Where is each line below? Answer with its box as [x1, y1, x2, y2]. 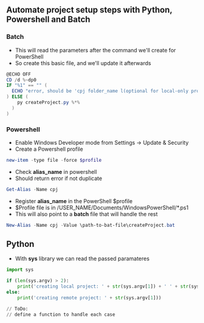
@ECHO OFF [6, 71, 32, 77]
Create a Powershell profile [15, 145, 83, 153]
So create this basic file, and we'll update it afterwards [15, 59, 152, 66]
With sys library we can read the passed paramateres [15, 255, 150, 262]
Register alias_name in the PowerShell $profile [15, 197, 133, 204]
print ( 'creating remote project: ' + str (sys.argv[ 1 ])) [17, 294, 162, 300]
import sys [6, 267, 34, 273]
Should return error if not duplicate [15, 175, 103, 182]
